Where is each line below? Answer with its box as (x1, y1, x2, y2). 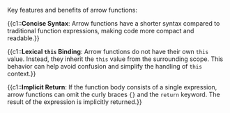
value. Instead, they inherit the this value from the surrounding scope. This (7, 55, 224, 63)
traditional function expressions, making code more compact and (7, 27, 194, 35)
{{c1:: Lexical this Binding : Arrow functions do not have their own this (7, 48, 209, 55)
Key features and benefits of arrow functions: (7, 6, 138, 14)
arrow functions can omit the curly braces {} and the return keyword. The (7, 90, 221, 98)
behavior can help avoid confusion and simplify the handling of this (7, 62, 202, 70)
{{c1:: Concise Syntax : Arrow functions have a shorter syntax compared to (7, 19, 220, 27)
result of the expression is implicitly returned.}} (7, 98, 142, 106)
